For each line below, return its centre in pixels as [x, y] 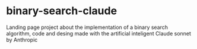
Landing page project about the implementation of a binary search [87, 27]
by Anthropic [22, 40]
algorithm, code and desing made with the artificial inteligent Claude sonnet [99, 33]
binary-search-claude [62, 11]
